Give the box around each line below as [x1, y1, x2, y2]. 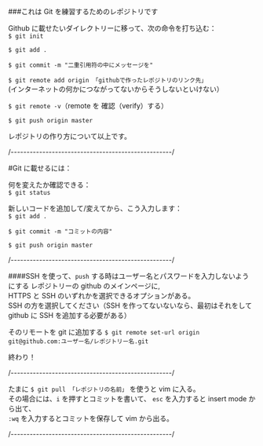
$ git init [8, 32, 44, 40]
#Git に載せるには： [8, 163, 72, 173]
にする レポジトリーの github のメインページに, [8, 281, 161, 291]
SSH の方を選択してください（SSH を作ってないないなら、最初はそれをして [8, 301, 253, 310]
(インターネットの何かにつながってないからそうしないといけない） [8, 85, 224, 93]
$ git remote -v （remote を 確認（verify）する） [8, 101, 169, 110]
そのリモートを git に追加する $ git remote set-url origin [8, 327, 200, 336]
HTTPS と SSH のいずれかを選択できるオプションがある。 [8, 291, 195, 300]
